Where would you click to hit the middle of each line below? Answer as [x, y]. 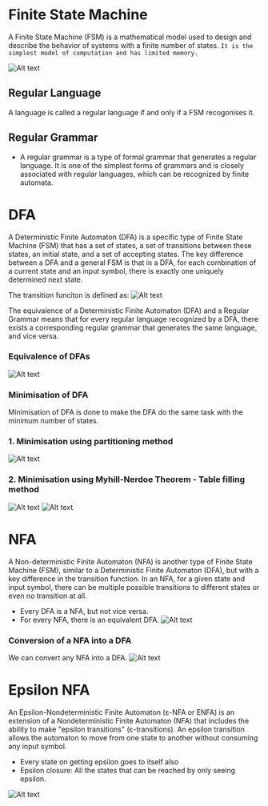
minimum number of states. [54, 421]
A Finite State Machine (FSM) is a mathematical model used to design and [130, 37]
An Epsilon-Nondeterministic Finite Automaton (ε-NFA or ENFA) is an [121, 712]
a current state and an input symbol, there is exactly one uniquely [116, 271]
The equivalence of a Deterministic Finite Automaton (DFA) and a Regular [129, 311]
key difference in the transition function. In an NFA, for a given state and [127, 579]
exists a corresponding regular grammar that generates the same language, [133, 327]
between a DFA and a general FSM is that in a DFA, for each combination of [132, 263]
